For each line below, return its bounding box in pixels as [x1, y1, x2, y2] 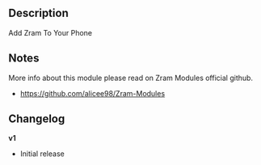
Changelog [8, 112, 65, 126]
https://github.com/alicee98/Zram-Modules [19, 88, 166, 98]
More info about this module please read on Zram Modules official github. [8, 73, 253, 82]
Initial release [19, 149, 65, 159]
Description [8, 6, 69, 20]
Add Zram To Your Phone [8, 27, 93, 37]
